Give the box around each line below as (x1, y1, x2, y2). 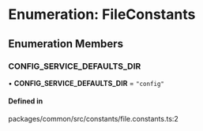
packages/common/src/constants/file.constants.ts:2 (8, 114, 179, 124)
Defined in (8, 96, 43, 106)
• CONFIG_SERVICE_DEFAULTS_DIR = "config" (8, 78, 164, 88)
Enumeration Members (8, 37, 124, 51)
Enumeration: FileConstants (8, 6, 196, 24)
